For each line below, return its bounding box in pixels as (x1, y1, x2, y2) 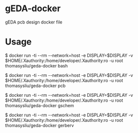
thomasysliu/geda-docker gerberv (5, 122, 74, 128)
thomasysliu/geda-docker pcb (5, 83, 66, 89)
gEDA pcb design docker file (5, 19, 62, 25)
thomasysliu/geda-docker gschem (5, 102, 74, 108)
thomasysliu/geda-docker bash (5, 63, 68, 68)
